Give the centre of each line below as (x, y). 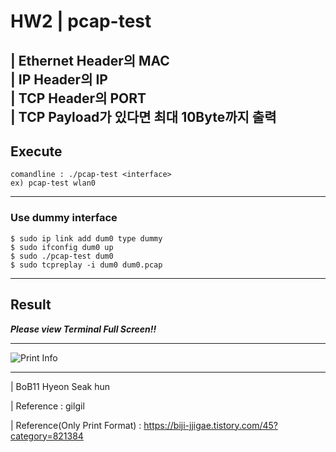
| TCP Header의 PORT (78, 98)
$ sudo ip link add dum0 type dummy (86, 238)
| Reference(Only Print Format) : (76, 425)
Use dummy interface (64, 218)
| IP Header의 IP (59, 79)
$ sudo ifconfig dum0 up (62, 247)
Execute (36, 151)
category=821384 (47, 436)
